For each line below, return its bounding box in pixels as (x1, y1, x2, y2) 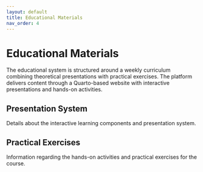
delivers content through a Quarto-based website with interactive (6, 80, 170, 87)
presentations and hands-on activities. (6, 86, 103, 93)
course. (6, 159, 26, 167)
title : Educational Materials (6, 15, 83, 21)
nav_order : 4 (6, 20, 40, 26)
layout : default (6, 9, 47, 15)
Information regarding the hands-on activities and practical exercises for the (6, 153, 198, 160)
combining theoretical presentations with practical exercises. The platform (6, 73, 193, 80)
